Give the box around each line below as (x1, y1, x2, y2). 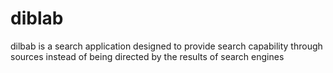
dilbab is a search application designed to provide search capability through (10, 40, 323, 52)
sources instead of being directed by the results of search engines (10, 50, 285, 62)
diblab (10, 7, 64, 30)
